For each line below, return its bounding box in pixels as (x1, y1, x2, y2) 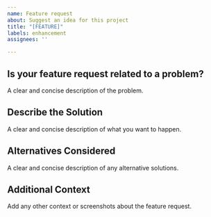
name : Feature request (7, 10, 73, 17)
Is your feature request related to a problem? (7, 67, 204, 80)
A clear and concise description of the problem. (7, 86, 144, 95)
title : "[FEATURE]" (7, 23, 64, 30)
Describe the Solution (7, 106, 103, 118)
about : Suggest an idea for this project (7, 17, 129, 24)
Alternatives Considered (7, 145, 116, 157)
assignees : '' (7, 36, 49, 43)
